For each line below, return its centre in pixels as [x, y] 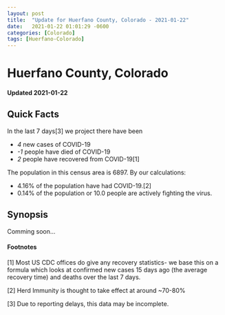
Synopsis [28, 215]
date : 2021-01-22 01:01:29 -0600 [58, 26]
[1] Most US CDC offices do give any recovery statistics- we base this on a [113, 262]
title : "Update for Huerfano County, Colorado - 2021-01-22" [98, 20]
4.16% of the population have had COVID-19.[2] [84, 185]
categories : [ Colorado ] [41, 33]
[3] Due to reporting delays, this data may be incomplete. [88, 303]
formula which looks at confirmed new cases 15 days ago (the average [107, 270]
